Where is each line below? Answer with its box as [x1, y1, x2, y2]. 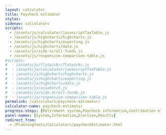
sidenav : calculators [5, 21, 50, 26]
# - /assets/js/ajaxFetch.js [5, 85, 68, 90]
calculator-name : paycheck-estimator [5, 104, 83, 109]
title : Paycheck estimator [5, 12, 61, 17]
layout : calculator [5, 7, 45, 12]
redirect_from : [5, 117, 37, 123]
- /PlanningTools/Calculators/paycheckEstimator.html [9, 122, 123, 127]
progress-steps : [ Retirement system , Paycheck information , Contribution [5, 108, 156, 114]
